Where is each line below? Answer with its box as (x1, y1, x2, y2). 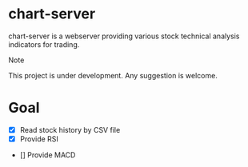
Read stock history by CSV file (19, 125, 121, 134)
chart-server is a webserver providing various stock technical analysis (8, 31, 240, 41)
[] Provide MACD (19, 150, 76, 160)
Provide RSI (19, 133, 58, 144)
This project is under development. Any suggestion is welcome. (8, 70, 218, 80)
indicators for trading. (8, 39, 80, 49)
